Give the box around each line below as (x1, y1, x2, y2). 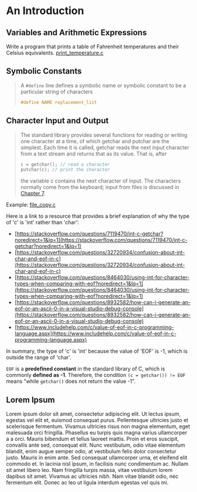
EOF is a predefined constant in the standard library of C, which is (6, 365, 165, 372)
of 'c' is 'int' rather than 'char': (6, 219, 79, 226)
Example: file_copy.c (6, 201, 56, 208)
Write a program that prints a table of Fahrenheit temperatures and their (6, 43, 179, 50)
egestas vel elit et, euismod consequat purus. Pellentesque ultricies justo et (6, 417, 189, 424)
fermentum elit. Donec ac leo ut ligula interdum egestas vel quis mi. (6, 479, 169, 486)
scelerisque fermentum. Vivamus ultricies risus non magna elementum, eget (6, 423, 191, 430)
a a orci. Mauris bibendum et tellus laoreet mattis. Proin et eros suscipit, (6, 436, 179, 443)
